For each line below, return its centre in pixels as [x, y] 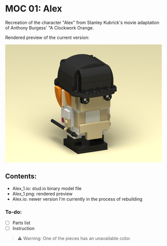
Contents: [21, 176]
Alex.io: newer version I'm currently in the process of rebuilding [77, 199]
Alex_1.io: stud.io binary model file [47, 188]
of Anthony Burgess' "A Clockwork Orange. [50, 27]
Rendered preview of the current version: [47, 37]
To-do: [14, 212]
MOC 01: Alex [34, 9]
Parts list [21, 223]
